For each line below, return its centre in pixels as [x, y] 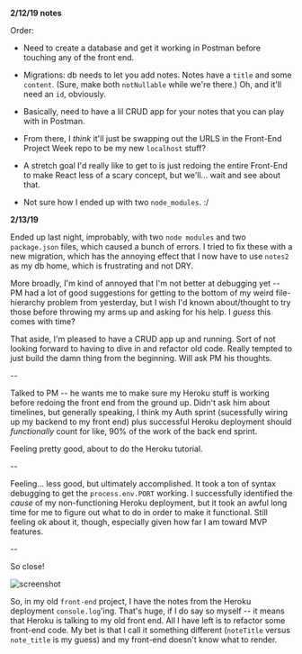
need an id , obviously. [65, 94]
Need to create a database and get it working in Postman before [142, 48]
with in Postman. [54, 121]
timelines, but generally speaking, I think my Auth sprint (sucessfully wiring [149, 412]
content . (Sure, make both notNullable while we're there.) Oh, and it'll [152, 84]
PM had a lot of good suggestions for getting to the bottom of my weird [142, 293]
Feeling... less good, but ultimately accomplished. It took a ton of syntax [143, 484]
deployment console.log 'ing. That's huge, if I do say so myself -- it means [148, 611]
